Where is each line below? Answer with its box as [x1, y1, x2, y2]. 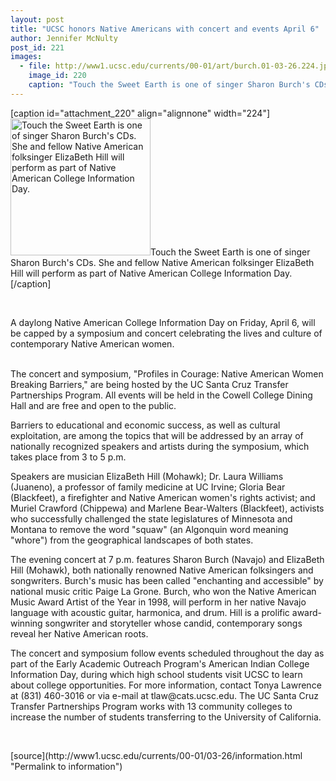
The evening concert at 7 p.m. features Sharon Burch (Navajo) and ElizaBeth [10, 553, 325, 565]
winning [10, 617, 43, 629]
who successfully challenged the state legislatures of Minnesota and [10, 512, 293, 525]
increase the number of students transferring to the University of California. [10, 711, 322, 723]
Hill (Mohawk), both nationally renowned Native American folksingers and [10, 564, 314, 576]
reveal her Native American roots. [10, 627, 149, 640]
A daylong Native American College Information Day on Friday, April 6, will [10, 316, 316, 328]
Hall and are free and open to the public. [10, 399, 177, 411]
